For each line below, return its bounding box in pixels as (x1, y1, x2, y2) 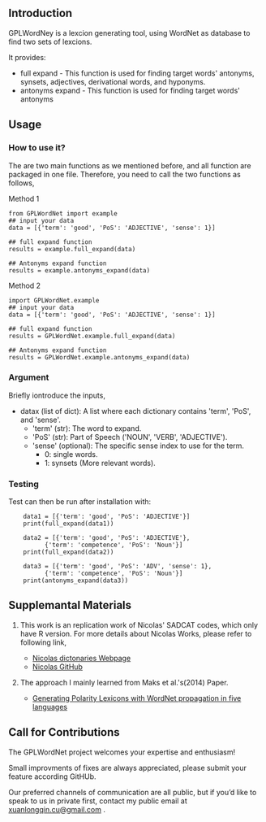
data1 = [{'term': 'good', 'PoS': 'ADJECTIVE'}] (23, 512, 191, 521)
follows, (8, 178, 35, 188)
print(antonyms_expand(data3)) (23, 576, 129, 585)
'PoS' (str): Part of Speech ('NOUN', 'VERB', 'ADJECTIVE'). (32, 432, 228, 441)
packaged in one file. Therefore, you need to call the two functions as (8, 169, 241, 179)
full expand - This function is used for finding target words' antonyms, (19, 68, 255, 78)
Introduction (8, 7, 73, 20)
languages (32, 702, 67, 711)
